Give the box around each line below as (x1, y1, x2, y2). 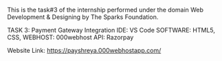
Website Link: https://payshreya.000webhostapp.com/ (7, 47, 162, 54)
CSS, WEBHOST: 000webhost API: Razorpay (7, 33, 134, 41)
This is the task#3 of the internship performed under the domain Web (7, 6, 204, 14)
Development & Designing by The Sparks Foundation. (7, 13, 159, 21)
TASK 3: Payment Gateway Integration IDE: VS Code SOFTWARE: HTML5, (7, 26, 215, 34)
